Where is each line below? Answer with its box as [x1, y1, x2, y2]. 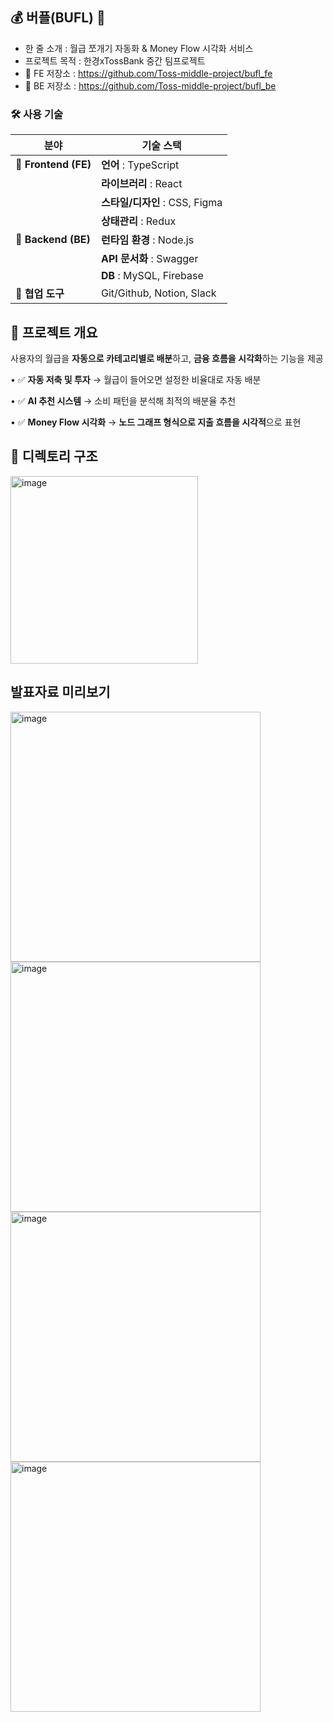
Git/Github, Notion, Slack [100, 286, 217, 300]
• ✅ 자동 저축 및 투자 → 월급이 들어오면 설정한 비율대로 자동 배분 [10, 373, 262, 385]
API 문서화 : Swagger [100, 252, 199, 266]
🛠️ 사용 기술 [10, 107, 64, 121]
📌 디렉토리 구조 [10, 448, 98, 465]
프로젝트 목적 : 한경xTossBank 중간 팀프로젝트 [24, 54, 206, 67]
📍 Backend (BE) [15, 233, 91, 247]
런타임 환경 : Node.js [100, 233, 195, 247]
